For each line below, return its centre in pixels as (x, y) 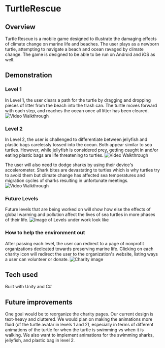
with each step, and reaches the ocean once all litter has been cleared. (77, 110)
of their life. (17, 220)
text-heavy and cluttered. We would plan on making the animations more (79, 319)
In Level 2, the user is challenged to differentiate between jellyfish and (76, 139)
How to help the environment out (45, 233)
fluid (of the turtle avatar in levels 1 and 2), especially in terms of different (79, 325)
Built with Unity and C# (29, 287)
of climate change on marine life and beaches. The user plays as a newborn (82, 44)
